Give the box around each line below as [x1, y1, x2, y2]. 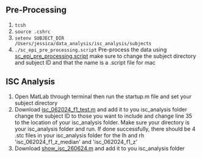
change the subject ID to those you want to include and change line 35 [14, 112, 193, 120]
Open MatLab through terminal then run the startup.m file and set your [14, 93, 192, 100]
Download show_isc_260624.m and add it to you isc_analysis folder [14, 145, 185, 152]
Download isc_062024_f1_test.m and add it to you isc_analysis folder [14, 106, 187, 113]
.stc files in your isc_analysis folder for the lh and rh [14, 131, 145, 139]
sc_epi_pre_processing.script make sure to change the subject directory [14, 52, 197, 60]
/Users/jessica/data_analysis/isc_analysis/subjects [14, 40, 152, 46]
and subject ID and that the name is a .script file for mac [14, 59, 156, 66]
